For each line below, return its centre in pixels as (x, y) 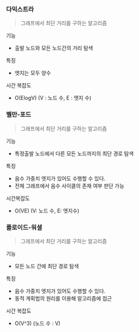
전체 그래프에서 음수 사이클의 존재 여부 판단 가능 (69, 185)
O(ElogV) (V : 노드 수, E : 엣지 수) (53, 98)
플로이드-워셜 (24, 227)
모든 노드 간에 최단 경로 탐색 (47, 266)
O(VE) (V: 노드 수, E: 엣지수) (47, 211)
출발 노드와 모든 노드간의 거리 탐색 (54, 48)
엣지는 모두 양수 (33, 73)
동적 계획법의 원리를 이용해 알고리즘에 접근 (63, 298)
